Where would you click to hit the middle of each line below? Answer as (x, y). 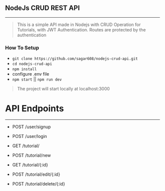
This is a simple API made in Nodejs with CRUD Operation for (79, 25)
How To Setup (22, 48)
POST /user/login (30, 136)
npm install (24, 69)
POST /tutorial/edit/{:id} (36, 174)
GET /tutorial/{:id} (30, 165)
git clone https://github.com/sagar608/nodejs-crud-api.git (75, 59)
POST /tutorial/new (31, 155)
